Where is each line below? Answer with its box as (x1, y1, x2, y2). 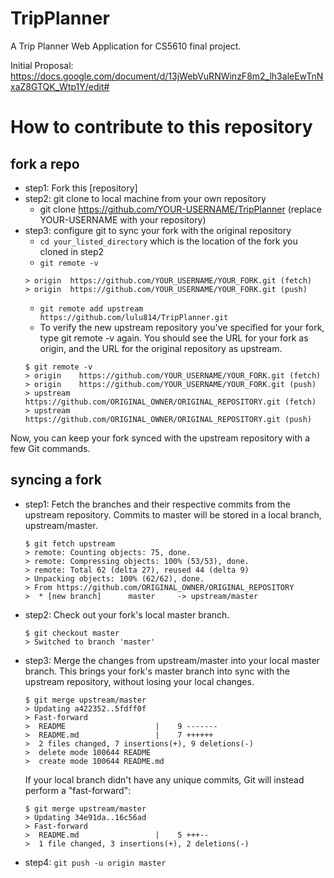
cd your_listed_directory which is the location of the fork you (39, 235, 298, 247)
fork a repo (10, 155, 80, 172)
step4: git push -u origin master (24, 856, 167, 868)
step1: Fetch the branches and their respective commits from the (24, 498, 291, 510)
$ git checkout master (24, 628, 120, 638)
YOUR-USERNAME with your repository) (39, 213, 207, 226)
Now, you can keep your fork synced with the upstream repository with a (10, 432, 311, 444)
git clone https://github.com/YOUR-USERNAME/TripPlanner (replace (39, 203, 322, 215)
